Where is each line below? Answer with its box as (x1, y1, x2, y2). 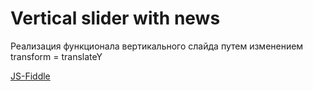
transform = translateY (10, 50, 103, 62)
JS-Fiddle (10, 70, 51, 82)
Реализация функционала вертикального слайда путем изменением (10, 40, 304, 52)
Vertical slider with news (10, 7, 221, 30)
